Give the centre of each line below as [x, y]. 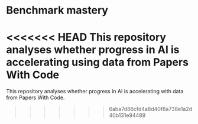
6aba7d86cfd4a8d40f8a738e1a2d [151, 109]
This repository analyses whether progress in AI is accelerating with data [95, 92]
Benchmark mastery [57, 10]
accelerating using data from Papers [98, 62]
